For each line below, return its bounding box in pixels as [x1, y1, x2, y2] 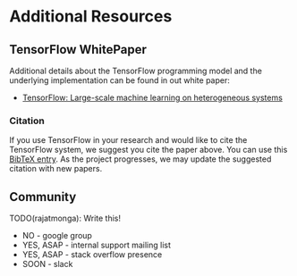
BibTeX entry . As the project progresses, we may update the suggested [9, 154, 272, 164]
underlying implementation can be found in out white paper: [9, 75, 231, 86]
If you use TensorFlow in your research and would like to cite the [9, 135, 248, 146]
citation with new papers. [9, 163, 103, 174]
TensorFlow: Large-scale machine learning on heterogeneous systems [21, 92, 284, 103]
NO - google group [21, 230, 92, 241]
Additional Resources [9, 6, 173, 27]
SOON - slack [21, 259, 73, 270]
